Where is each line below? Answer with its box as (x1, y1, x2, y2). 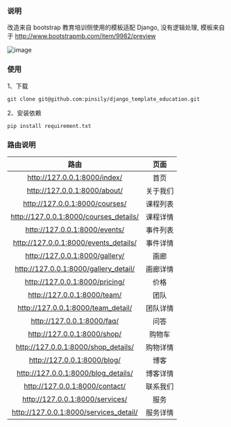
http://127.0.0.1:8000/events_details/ (12, 238, 137, 248)
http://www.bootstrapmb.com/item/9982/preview (15, 32, 156, 40)
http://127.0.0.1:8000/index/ (27, 172, 123, 182)
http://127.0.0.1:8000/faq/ (31, 316, 119, 325)
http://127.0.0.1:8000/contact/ (24, 381, 126, 391)
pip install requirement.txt (7, 122, 92, 129)
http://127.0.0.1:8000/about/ (26, 186, 123, 195)
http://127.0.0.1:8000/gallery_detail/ (15, 264, 135, 273)
